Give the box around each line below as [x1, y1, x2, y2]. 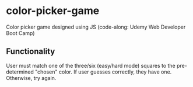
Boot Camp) [6, 29, 35, 36]
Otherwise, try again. [6, 74, 57, 81]
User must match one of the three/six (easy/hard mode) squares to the [6, 62, 176, 69]
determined [6, 68, 34, 75]
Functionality [6, 47, 55, 57]
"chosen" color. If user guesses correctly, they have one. [34, 68, 172, 75]
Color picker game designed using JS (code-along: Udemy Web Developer [6, 23, 186, 30]
